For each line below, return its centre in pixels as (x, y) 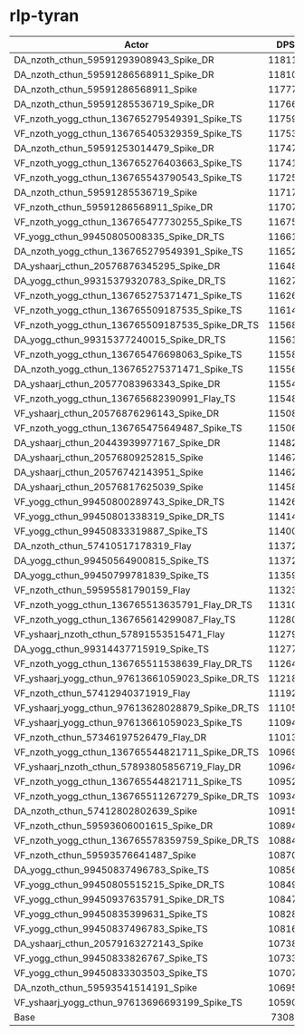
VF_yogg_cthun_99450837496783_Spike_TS (111, 928)
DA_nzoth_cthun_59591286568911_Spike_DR (114, 74)
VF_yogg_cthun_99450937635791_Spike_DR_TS (119, 899)
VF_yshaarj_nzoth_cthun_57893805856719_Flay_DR (128, 767)
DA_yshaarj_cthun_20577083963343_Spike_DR (117, 383)
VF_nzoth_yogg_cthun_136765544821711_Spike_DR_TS (137, 751)
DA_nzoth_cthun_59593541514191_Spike (105, 987)
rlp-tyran (44, 16)
